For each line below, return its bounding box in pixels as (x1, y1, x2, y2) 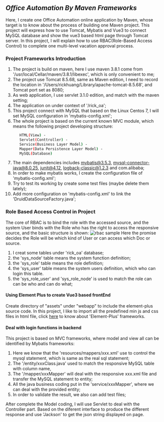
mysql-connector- (113, 160, 150, 166)
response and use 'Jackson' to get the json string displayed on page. (5, 412, 144, 418)
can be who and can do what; (12, 281, 73, 287)
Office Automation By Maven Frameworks (5, 4, 137, 12)
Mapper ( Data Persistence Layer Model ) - (19, 146, 103, 151)
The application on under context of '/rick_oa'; (12, 103, 107, 109)
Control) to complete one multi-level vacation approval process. (5, 43, 134, 48)
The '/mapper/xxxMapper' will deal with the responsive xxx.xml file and (12, 371, 157, 377)
